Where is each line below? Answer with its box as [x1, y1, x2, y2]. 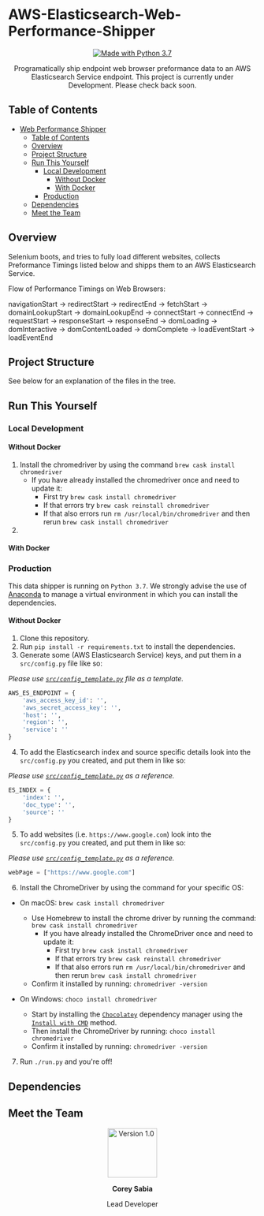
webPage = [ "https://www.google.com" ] [8, 869, 136, 877]
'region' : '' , [22, 718, 69, 726]
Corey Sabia [111, 1184, 154, 1193]
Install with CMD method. [31, 1018, 117, 1028]
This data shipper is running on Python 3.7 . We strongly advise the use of [8, 581, 247, 591]
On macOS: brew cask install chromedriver [19, 898, 165, 908]
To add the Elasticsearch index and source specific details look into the [19, 748, 251, 757]
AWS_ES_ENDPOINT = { [8, 688, 76, 697]
